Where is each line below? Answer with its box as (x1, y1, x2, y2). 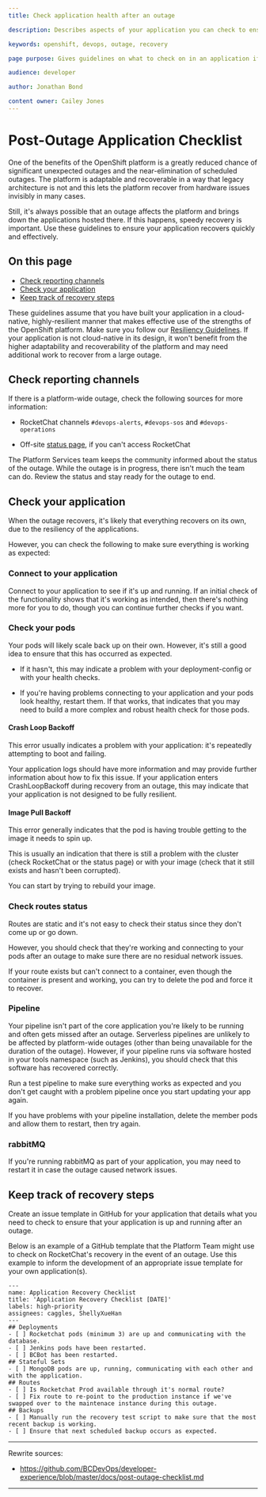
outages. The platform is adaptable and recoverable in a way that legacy (8, 174, 244, 184)
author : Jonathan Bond (8, 83, 83, 91)
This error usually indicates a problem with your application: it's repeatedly (8, 741, 252, 750)
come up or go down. (8, 927, 78, 937)
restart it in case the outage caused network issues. (8, 1165, 178, 1175)
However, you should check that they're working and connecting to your (8, 943, 244, 952)
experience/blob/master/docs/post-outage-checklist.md (19, 1472, 204, 1481)
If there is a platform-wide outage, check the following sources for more (8, 393, 243, 404)
